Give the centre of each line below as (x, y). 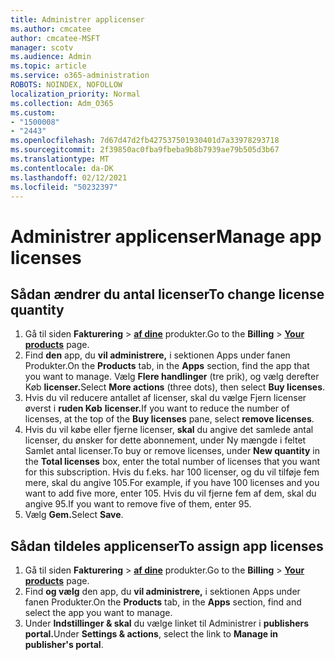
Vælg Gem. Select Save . (74, 515)
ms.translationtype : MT (60, 159)
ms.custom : (33, 112)
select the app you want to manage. (98, 613)
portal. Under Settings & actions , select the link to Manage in (151, 634)
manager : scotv (42, 47)
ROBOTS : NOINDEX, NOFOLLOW (66, 85)
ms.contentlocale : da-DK (62, 168)
